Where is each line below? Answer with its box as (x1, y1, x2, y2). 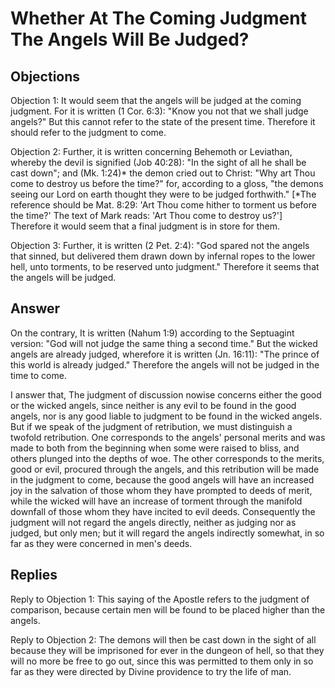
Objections (10, 68, 81, 85)
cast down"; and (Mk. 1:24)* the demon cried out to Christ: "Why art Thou (10, 167, 316, 179)
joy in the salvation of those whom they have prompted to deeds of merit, (10, 484, 313, 496)
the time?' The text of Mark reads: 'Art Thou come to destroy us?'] (10, 210, 283, 221)
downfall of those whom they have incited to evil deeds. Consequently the (10, 505, 316, 517)
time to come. (10, 369, 67, 381)
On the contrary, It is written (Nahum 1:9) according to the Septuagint (10, 327, 295, 339)
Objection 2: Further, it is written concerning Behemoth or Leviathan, (10, 146, 293, 157)
